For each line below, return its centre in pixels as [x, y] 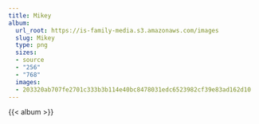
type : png [31, 45]
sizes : [26, 52]
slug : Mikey [35, 38]
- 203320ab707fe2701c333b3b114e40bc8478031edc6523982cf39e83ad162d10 [133, 89]
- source [30, 60]
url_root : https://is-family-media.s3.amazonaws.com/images [117, 30]
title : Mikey [30, 15]
